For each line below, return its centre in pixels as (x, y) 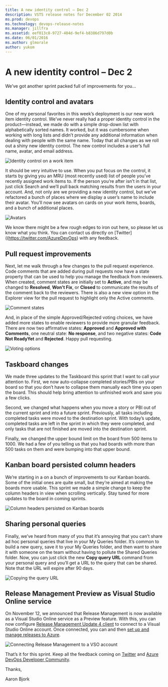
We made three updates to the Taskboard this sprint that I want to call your (82, 376)
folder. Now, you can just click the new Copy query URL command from (79, 557)
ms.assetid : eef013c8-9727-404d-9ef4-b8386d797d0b (59, 33)
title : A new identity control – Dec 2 (47, 10)
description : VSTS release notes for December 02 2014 (64, 15)
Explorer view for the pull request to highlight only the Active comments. (80, 298)
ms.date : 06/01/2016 (27, 38)
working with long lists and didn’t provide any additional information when (81, 135)
